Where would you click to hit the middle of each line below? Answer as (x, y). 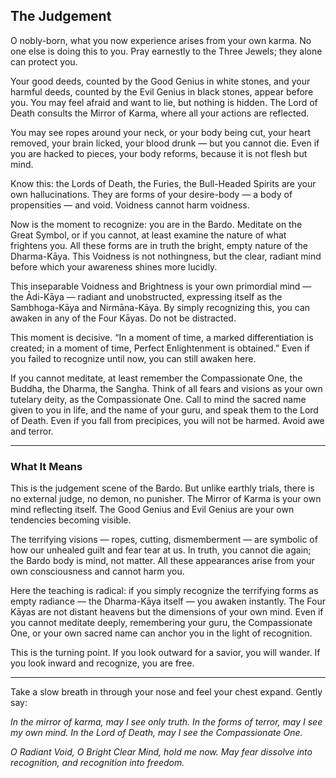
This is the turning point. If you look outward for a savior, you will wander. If (165, 653)
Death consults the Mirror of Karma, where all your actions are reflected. (160, 113)
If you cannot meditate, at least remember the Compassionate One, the (156, 378)
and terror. (32, 431)
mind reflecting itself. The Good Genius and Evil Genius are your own (152, 510)
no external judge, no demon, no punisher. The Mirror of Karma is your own (166, 499)
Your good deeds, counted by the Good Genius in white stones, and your (160, 81)
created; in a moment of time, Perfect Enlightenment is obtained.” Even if (160, 348)
